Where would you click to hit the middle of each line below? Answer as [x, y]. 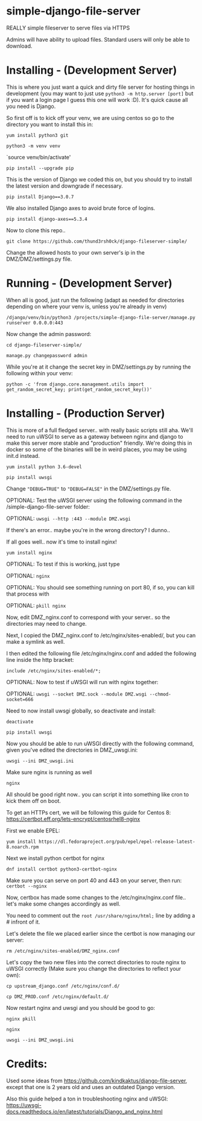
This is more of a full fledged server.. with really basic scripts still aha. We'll [100, 430]
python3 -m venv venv [33, 146]
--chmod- [160, 694]
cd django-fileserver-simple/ [44, 345]
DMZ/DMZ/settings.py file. [39, 259]
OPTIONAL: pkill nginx [36, 605]
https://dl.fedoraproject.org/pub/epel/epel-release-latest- [117, 842]
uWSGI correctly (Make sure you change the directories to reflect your [94, 968]
